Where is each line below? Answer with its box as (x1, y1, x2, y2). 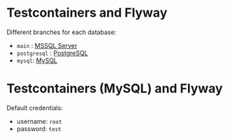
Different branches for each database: (6, 28, 117, 36)
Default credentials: (6, 103, 64, 112)
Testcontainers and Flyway (6, 5, 168, 21)
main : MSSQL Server (16, 41, 78, 49)
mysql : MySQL (16, 56, 57, 64)
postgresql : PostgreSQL (16, 49, 88, 57)
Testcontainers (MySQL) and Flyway (6, 81, 223, 97)
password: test (16, 124, 62, 133)
